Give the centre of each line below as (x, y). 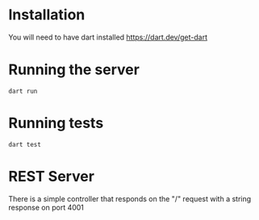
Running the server (74, 70)
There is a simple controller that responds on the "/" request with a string (130, 198)
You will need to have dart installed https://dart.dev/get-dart (108, 37)
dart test (25, 144)
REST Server (52, 176)
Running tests (56, 123)
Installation (47, 15)
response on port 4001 (46, 207)
